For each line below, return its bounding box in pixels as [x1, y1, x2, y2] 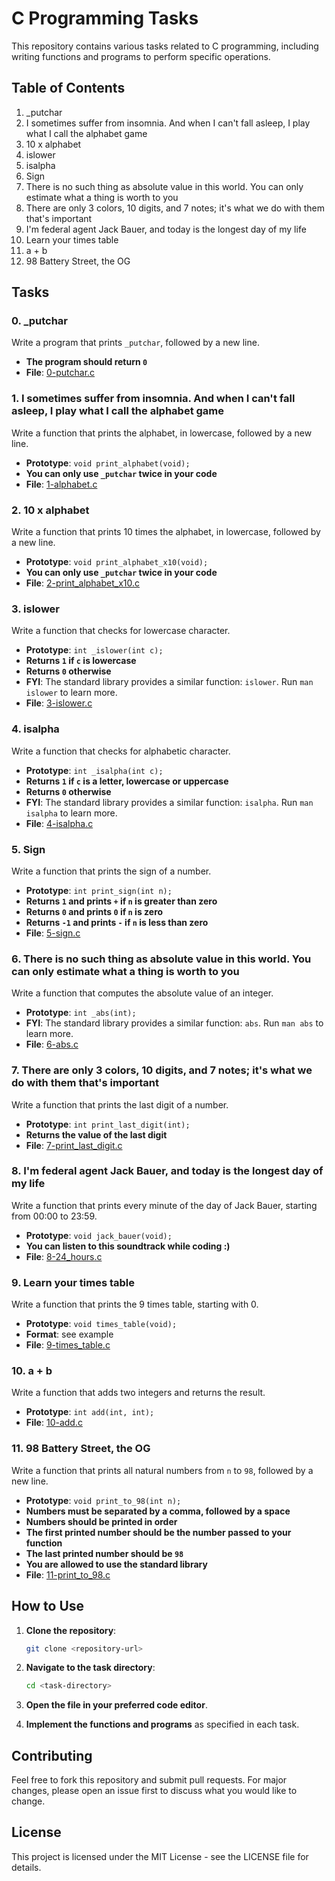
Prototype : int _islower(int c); [25, 644, 164, 656]
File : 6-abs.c [25, 1038, 79, 1051]
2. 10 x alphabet [11, 503, 90, 517]
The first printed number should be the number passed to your [25, 1526, 292, 1538]
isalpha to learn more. [25, 807, 118, 819]
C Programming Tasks [11, 7, 199, 30]
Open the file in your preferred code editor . [25, 1699, 208, 1711]
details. [11, 1861, 42, 1873]
